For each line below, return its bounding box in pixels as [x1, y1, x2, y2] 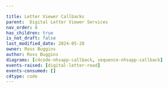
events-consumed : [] [6, 68, 57, 73]
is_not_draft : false [6, 36, 57, 41]
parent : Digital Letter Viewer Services [6, 19, 108, 25]
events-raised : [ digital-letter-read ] [6, 62, 100, 68]
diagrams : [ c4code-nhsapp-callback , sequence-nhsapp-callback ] [6, 57, 163, 63]
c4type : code [6, 73, 38, 79]
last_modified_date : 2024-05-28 [6, 41, 85, 47]
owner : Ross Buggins [6, 46, 57, 52]
